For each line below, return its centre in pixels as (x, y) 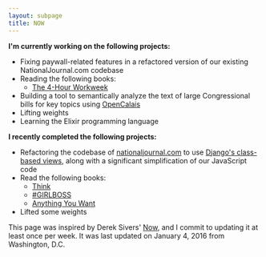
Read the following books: (63, 178)
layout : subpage (35, 16)
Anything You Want (64, 203)
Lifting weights (44, 112)
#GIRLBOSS (52, 195)
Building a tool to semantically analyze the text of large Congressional (135, 95)
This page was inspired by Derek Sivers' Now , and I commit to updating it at (133, 227)
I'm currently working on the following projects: (89, 46)
